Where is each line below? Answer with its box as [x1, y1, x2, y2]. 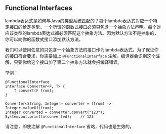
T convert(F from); [14, 88, 54, 93]
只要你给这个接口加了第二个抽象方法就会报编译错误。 [13, 59, 122, 65]
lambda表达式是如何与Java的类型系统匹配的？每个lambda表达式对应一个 [5, 17, 153, 24]
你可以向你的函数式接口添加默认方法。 [5, 36, 83, 42]
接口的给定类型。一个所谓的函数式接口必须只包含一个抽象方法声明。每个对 [9, 24, 161, 30]
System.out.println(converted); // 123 [5, 114, 94, 119]
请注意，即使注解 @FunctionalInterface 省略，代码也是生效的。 [5, 123, 134, 129]
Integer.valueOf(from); [5, 105, 54, 110]
